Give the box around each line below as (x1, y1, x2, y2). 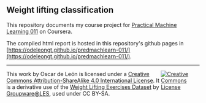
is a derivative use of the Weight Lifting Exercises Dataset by (6, 83, 159, 91)
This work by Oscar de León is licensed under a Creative (6, 70, 150, 77)
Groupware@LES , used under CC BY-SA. (6, 90, 110, 97)
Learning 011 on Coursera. (6, 28, 72, 35)
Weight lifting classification (6, 5, 114, 15)
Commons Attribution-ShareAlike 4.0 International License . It (6, 77, 160, 84)
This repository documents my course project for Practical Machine (6, 21, 177, 28)
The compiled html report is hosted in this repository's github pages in (6, 39, 184, 47)
